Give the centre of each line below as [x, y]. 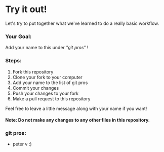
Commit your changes [36, 88]
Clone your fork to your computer [47, 77]
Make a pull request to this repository [51, 99]
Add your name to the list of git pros [50, 83]
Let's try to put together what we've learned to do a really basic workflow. [82, 23]
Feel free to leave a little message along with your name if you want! [76, 108]
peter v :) [22, 144]
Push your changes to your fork [46, 93]
